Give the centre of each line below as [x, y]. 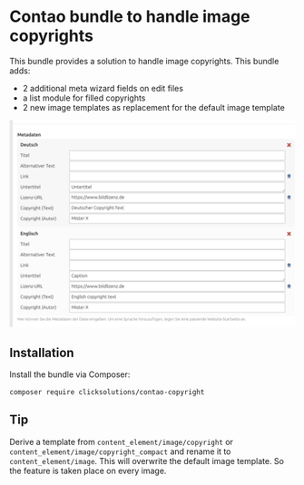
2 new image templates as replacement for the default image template [154, 107]
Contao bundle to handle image [130, 17]
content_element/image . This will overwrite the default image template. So [147, 461]
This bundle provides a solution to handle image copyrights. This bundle [144, 61]
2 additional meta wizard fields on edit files [103, 88]
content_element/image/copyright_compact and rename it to [120, 451]
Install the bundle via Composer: [70, 374]
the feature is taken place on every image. [88, 470]
